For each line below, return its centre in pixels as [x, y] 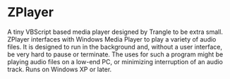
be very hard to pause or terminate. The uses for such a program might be [115, 54]
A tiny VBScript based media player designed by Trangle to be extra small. [115, 32]
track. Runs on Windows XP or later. [60, 69]
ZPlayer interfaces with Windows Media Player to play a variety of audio [112, 39]
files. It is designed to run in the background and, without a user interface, [115, 47]
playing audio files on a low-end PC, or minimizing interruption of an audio [115, 61]
